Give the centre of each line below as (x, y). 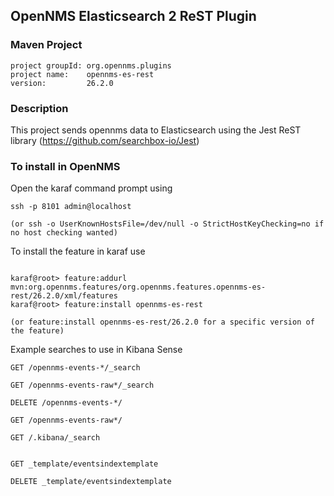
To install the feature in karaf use (78, 251)
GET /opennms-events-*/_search (75, 368)
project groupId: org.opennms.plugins (91, 65)
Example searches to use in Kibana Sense (96, 350)
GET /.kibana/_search (55, 438)
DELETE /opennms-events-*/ (66, 403)
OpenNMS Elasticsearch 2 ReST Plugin (133, 16)
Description (39, 108)
